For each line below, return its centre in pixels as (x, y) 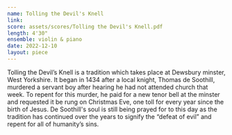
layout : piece (28, 53)
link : (15, 20)
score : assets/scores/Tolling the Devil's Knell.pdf (85, 26)
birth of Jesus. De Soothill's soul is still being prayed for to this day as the (112, 109)
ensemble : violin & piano (44, 40)
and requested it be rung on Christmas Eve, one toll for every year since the (116, 102)
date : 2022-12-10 (32, 46)
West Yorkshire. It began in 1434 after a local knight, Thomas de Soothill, (111, 79)
